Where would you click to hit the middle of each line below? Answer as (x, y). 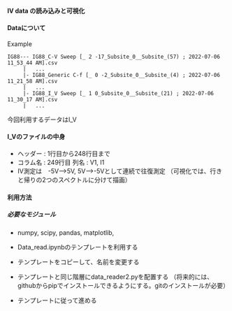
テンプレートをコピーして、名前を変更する (78, 261)
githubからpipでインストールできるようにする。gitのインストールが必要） (123, 285)
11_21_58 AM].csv (32, 81)
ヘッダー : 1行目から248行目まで (64, 153)
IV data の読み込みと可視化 (46, 10)
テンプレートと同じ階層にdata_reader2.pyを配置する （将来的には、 (115, 277)
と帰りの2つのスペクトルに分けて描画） (74, 180)
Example (20, 44)
